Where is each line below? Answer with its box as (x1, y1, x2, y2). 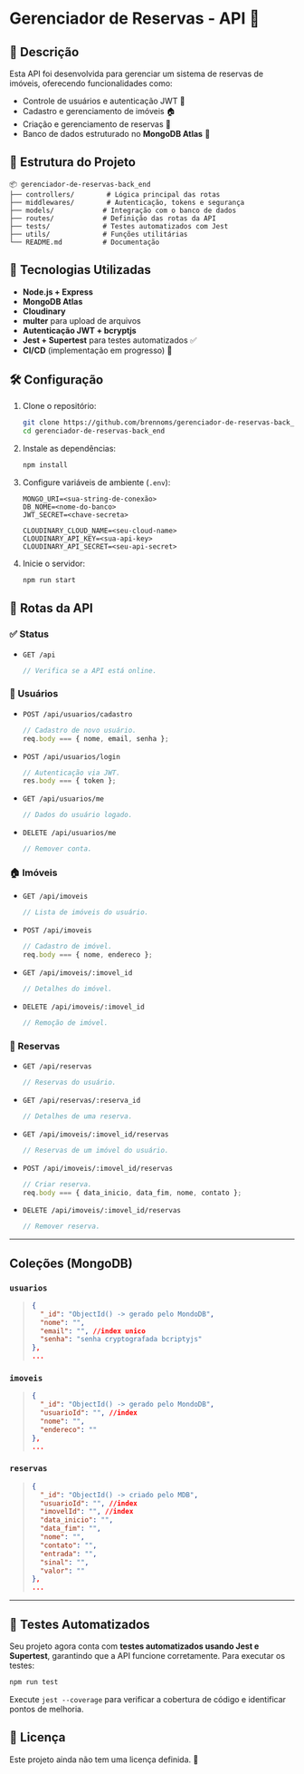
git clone (22, 418, 61, 427)
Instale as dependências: (22, 443, 116, 454)
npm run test (9, 1677, 59, 1686)
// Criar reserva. (22, 1179, 92, 1189)
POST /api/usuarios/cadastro (22, 709, 133, 719)
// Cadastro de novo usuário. (22, 726, 138, 735)
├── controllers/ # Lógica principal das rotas (9, 190, 221, 199)
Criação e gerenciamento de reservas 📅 (22, 119, 172, 130)
